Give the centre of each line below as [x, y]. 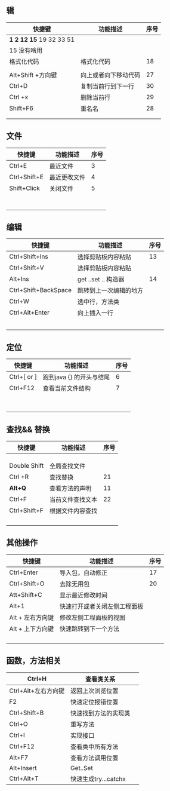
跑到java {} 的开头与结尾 [76, 377]
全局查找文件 [68, 466]
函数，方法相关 [34, 661]
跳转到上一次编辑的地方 [110, 290]
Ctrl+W [19, 302]
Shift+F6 [21, 108]
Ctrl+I [17, 735]
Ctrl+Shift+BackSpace [41, 290]
